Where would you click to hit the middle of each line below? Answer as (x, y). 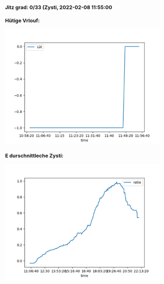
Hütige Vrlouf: (23, 20)
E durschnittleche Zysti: (34, 156)
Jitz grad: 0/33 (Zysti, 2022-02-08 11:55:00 (59, 7)
